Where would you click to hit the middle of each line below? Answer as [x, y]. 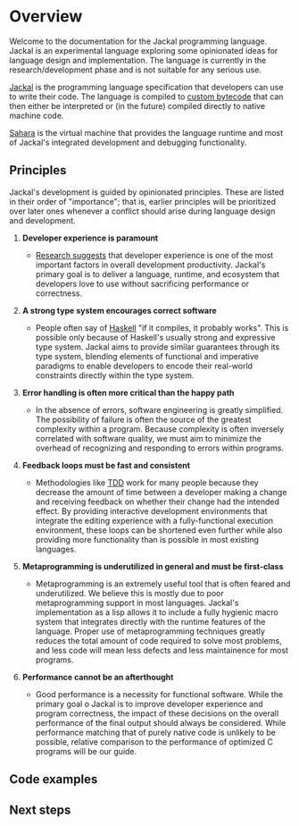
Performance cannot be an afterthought [98, 677]
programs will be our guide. [86, 751]
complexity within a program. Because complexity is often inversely [160, 429]
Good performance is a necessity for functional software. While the [159, 694]
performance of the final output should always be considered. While [161, 722]
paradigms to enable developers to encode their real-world [144, 366]
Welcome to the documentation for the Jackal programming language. [138, 41]
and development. [42, 220]
